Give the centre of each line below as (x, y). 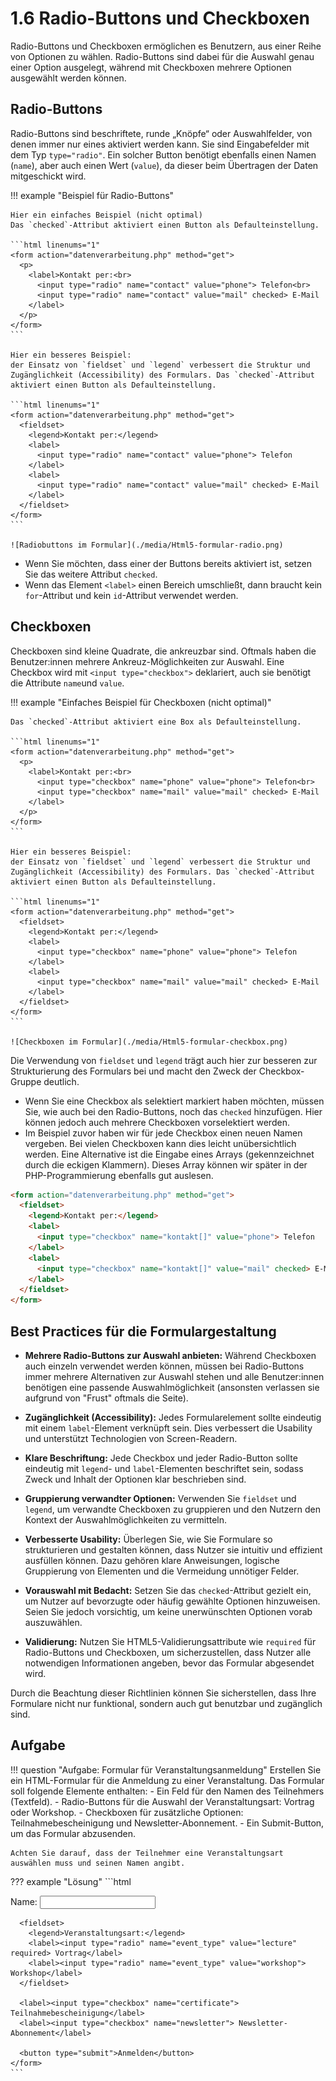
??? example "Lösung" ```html (71, 1881)
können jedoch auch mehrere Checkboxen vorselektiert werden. (157, 1122)
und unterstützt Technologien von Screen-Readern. (131, 1438)
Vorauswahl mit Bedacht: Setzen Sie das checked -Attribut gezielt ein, (168, 1590)
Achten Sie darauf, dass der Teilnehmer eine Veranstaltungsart (147, 1853)
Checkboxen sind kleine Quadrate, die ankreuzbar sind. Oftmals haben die (163, 651)
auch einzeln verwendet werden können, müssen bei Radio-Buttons (164, 1366)
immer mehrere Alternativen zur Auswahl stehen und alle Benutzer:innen (174, 1376)
